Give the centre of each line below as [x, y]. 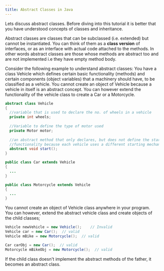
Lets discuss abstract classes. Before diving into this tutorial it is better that [81, 23]
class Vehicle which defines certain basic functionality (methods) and [75, 73]
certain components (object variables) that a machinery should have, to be [80, 79]
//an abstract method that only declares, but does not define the [80, 140]
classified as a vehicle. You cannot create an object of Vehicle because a [79, 84]
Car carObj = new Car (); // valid [41, 245]
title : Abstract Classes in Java [39, 10]
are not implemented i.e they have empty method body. [61, 59]
